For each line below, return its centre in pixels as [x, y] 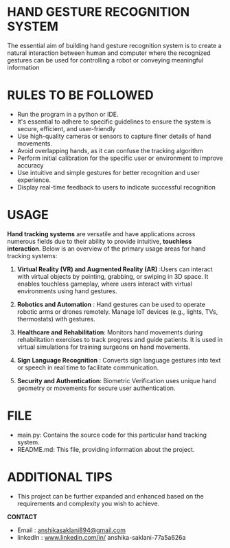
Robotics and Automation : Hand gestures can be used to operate [111, 304]
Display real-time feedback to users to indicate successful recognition [116, 187]
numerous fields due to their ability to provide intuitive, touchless [100, 241]
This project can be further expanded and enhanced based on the [110, 496]
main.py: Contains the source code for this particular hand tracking [112, 435]
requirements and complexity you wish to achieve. [88, 503]
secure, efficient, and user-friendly [66, 128]
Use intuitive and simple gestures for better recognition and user [108, 172]
